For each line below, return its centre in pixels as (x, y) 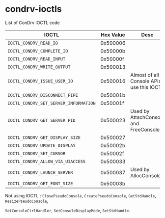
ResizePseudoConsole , (27, 201)
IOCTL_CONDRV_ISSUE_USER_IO (40, 81)
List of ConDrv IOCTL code (32, 23)
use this (139, 87)
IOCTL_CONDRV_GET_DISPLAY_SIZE (44, 137)
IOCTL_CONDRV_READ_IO (33, 43)
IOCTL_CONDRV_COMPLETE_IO (38, 51)
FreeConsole (145, 130)
